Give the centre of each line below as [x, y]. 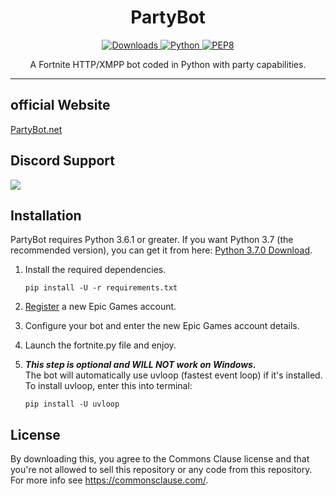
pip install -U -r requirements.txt [101, 288]
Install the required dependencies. [95, 270]
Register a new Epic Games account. [100, 307]
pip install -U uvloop [72, 404]
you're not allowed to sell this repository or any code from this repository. [161, 470]
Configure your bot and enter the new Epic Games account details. [162, 326]
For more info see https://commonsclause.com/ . [109, 480]
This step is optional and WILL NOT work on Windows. [140, 365]
